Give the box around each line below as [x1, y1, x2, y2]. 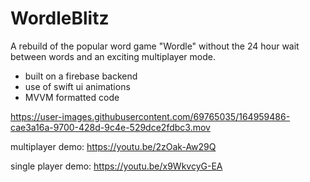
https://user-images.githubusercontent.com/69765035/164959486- [10, 110, 291, 122]
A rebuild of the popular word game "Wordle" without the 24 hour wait [10, 40, 300, 52]
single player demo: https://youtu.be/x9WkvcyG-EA [10, 160, 223, 172]
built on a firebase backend [24, 70, 138, 82]
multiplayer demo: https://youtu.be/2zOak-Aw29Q [10, 140, 217, 152]
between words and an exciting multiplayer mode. [10, 50, 216, 62]
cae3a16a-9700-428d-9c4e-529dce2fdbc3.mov [10, 121, 211, 133]
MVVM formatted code [24, 91, 120, 103]
